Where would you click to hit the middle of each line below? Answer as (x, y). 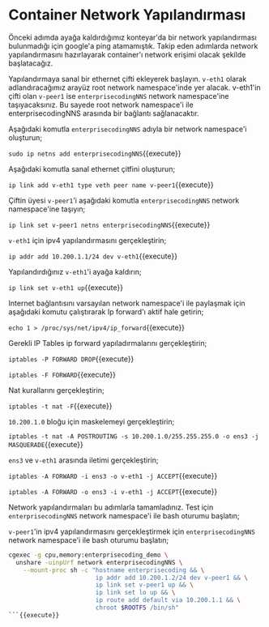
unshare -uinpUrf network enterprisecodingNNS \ (99, 562)
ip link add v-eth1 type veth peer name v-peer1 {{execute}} (111, 185)
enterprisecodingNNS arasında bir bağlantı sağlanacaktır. (104, 113)
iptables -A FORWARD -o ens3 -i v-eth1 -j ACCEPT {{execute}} (113, 491)
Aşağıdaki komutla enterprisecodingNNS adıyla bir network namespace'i (128, 129)
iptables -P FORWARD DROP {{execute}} (71, 359)
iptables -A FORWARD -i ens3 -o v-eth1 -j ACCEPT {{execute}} (113, 476)
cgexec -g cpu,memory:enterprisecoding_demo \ (88, 555)
